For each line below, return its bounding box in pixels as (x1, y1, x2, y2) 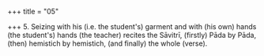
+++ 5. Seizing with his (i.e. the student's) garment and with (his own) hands (7, 22, 257, 31)
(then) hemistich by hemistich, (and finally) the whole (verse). (7, 39, 208, 48)
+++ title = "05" (7, 7, 59, 16)
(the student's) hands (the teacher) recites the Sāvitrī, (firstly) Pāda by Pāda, (7, 31, 257, 39)
